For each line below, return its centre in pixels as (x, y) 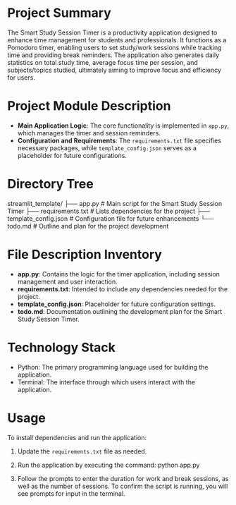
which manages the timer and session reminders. (89, 133)
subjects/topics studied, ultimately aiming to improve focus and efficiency (114, 70)
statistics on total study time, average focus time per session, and (103, 62)
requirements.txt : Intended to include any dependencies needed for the (122, 289)
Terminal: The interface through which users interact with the (106, 382)
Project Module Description (89, 106)
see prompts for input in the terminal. (71, 493)
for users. (21, 77)
